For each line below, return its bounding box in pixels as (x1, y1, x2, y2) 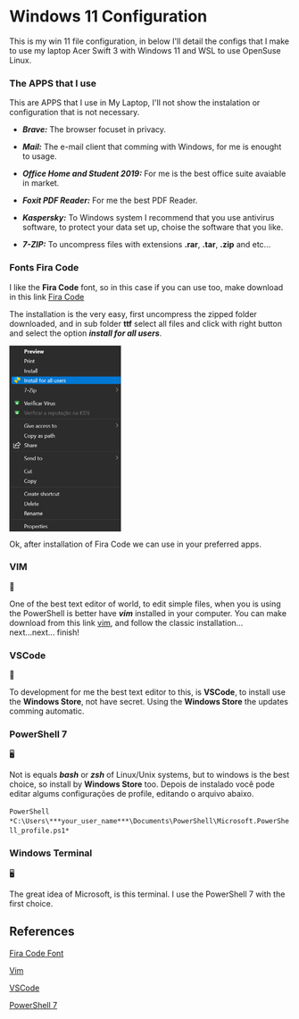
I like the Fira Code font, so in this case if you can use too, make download (9, 281, 284, 292)
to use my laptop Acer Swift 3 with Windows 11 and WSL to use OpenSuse (9, 45, 281, 55)
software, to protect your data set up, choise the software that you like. (21, 221, 284, 233)
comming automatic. (9, 706, 85, 716)
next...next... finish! (9, 627, 80, 638)
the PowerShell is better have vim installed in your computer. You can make (9, 607, 287, 618)
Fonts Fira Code (9, 262, 79, 274)
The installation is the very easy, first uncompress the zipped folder (9, 308, 257, 319)
